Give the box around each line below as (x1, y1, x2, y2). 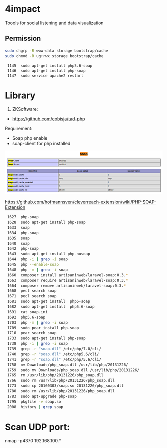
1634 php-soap (7, 230, 39, 235)
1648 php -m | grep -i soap (7, 267, 68, 272)
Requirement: (5, 126, 33, 132)
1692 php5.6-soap (7, 315, 46, 320)
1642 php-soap (7, 246, 39, 251)
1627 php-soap (7, 215, 39, 220)
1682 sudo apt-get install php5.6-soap (7, 304, 95, 309)
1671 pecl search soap (7, 294, 57, 299)
